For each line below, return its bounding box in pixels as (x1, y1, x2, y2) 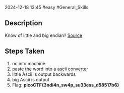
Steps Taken (5, 47, 45, 56)
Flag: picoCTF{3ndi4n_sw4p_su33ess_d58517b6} (12, 82, 119, 88)
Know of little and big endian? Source (5, 32, 83, 38)
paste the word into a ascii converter (12, 66, 89, 72)
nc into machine (12, 60, 46, 66)
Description (5, 19, 42, 27)
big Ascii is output (12, 76, 50, 82)
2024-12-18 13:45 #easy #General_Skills (5, 5, 89, 10)
